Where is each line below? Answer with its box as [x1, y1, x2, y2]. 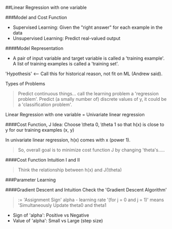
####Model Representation [5, 45, 64, 51]
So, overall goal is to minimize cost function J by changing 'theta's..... [17, 147, 165, 153]
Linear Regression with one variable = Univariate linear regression [5, 112, 145, 117]
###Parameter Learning [5, 177, 56, 183]
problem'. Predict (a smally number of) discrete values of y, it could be [17, 96, 167, 102]
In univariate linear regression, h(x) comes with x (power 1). [5, 137, 131, 143]
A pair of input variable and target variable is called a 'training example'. [12, 55, 165, 61]
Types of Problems [5, 81, 45, 86]
